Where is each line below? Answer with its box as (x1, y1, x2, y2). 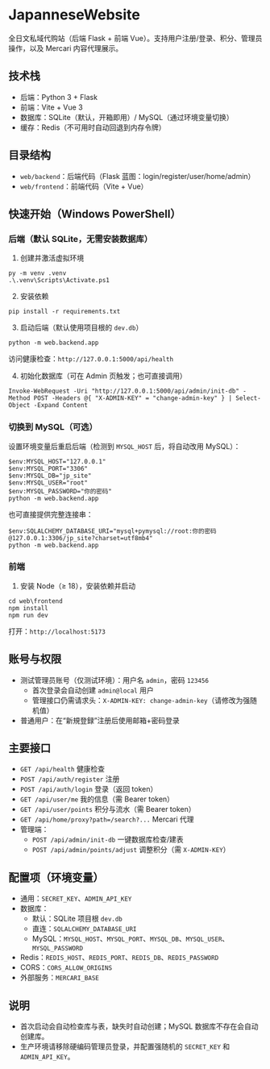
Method (8, 394, 31, 402)
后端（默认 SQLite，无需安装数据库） (8, 233, 153, 244)
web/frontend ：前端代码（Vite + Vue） (19, 181, 148, 191)
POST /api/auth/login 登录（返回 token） (19, 784, 158, 794)
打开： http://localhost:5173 (8, 626, 106, 636)
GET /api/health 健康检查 (19, 764, 106, 774)
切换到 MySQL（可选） (8, 422, 98, 433)
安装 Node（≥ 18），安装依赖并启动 (19, 580, 135, 590)
